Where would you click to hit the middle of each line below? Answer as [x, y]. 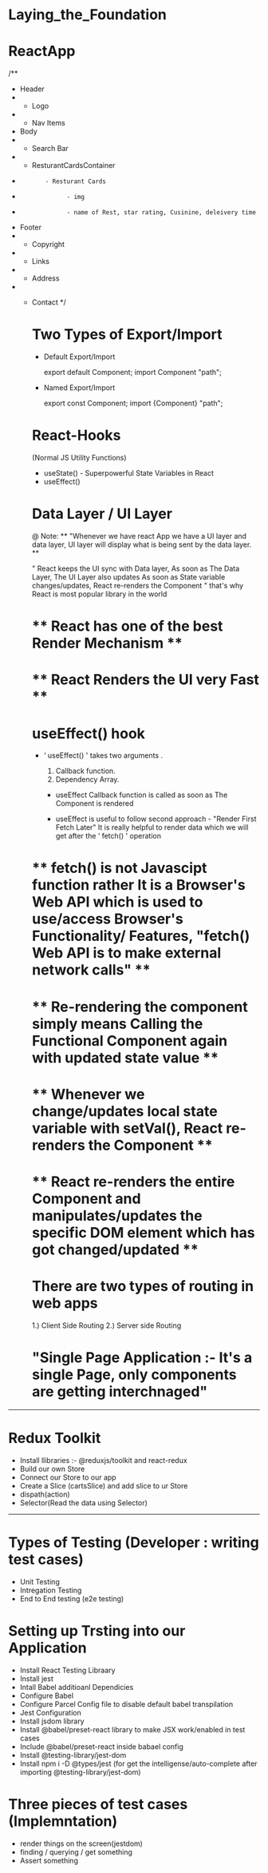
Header [32, 89]
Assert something [49, 1860]
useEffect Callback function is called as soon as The [142, 795]
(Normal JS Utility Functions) [79, 458]
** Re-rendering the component [140, 1007]
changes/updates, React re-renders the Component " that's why [138, 585]
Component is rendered [95, 803]
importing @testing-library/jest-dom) [80, 1771]
